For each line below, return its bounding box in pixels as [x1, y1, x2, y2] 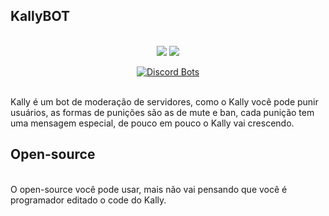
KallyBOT [10, 8, 71, 25]
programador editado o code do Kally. [10, 194, 167, 206]
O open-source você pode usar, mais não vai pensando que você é [10, 183, 288, 195]
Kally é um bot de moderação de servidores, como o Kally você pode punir [10, 95, 319, 108]
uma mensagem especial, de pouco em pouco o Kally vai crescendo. [10, 117, 295, 129]
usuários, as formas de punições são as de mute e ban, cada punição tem [10, 106, 315, 118]
